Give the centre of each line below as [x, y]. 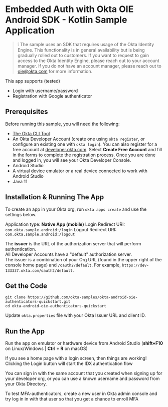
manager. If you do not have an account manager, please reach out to [89, 66]
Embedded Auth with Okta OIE [69, 9]
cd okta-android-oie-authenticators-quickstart [56, 306]
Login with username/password [45, 91]
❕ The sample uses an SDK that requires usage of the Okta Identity [86, 44]
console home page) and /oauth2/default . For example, [63, 265]
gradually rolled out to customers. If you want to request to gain [83, 55]
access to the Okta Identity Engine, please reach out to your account [88, 61]
